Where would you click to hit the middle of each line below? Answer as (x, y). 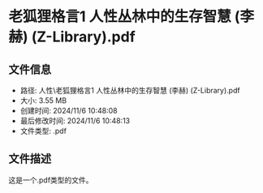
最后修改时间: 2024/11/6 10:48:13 (75, 121)
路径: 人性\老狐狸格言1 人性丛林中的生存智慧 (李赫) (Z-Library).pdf (130, 90)
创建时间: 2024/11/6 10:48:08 (69, 111)
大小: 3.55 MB (43, 101)
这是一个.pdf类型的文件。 (51, 180)
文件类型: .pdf (43, 131)
